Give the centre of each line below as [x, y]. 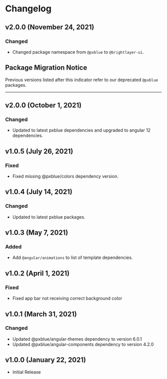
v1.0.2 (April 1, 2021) [37, 273]
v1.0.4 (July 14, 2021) [39, 192]
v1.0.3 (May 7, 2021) [37, 233]
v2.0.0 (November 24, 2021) [50, 27]
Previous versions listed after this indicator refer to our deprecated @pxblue [82, 80]
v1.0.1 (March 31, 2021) [41, 314]
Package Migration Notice [46, 68]
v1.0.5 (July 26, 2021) [39, 151]
